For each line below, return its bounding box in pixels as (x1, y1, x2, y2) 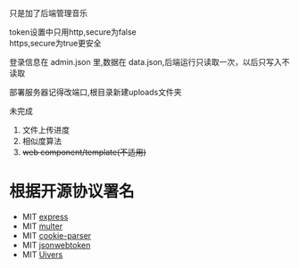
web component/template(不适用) (21, 147, 147, 158)
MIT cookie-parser (21, 230, 92, 240)
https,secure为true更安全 (9, 38, 102, 48)
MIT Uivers (21, 248, 63, 260)
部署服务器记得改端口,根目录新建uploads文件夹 (9, 87, 182, 97)
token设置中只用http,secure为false (9, 27, 137, 37)
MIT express (21, 211, 69, 222)
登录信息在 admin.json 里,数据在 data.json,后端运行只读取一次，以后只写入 (9, 57, 283, 67)
